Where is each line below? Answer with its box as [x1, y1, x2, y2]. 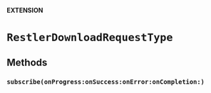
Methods [6, 56, 48, 68]
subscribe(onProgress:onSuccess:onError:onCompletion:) [6, 77, 205, 86]
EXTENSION [6, 6, 43, 14]
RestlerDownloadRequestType [6, 31, 173, 45]
